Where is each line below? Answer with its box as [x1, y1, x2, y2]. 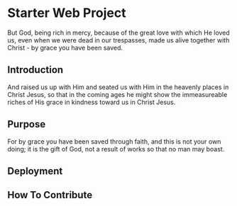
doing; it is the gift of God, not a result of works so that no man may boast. [7, 144, 225, 153]
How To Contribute [7, 189, 93, 201]
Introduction [7, 64, 64, 76]
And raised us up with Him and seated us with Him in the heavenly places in [7, 83, 229, 91]
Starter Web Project [7, 5, 126, 21]
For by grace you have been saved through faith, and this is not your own [7, 137, 221, 146]
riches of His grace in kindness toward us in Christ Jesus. [7, 98, 176, 106]
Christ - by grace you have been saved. [7, 43, 123, 52]
